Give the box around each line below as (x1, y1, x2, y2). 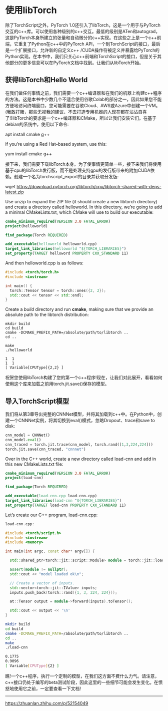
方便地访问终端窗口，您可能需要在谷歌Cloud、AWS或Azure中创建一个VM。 (5, 102, 160, 108)
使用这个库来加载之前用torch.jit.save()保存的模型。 (5, 381, 109, 387)
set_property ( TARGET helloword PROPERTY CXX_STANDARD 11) (5, 251, 128, 256)
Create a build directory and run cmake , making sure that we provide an (5, 306, 154, 312)
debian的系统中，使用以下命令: (5, 121, 69, 127)
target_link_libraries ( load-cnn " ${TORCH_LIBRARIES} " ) (5, 498, 122, 503)
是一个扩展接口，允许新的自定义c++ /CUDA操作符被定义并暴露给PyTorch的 (5, 47, 160, 53)
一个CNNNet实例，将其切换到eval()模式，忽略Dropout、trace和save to (9, 418, 155, 424)
